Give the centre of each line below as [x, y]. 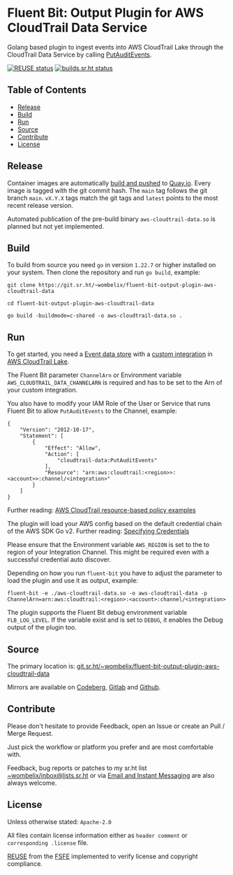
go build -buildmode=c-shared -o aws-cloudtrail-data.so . [95, 316]
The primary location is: [41, 666]
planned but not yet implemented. [56, 226]
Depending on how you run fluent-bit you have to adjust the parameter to [115, 573]
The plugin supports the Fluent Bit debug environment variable [97, 613]
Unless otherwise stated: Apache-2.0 [59, 821]
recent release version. [40, 205]
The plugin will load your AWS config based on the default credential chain [114, 524]
